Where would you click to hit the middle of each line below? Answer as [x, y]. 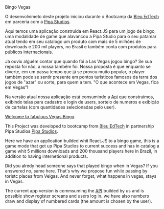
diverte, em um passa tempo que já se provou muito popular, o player [75, 72]
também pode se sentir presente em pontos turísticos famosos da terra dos [81, 77]
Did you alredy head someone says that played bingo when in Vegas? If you [82, 166]
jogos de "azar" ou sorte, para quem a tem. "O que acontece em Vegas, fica [82, 82]
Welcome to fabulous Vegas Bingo [40, 116]
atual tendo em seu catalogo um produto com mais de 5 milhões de [73, 42]
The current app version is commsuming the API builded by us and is [75, 191]
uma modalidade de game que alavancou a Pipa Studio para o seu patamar [81, 36]
